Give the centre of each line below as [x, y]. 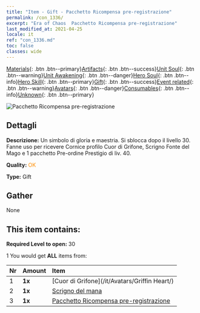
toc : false [20, 46]
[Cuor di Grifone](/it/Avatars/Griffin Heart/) [113, 281]
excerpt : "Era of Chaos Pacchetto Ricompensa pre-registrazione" [92, 23]
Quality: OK [21, 165]
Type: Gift [19, 176]
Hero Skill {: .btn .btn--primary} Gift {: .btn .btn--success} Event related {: [106, 81]
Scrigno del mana [77, 291]
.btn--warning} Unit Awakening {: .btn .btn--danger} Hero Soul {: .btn [90, 75]
